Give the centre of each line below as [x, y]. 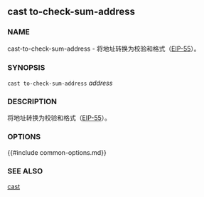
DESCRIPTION [32, 101]
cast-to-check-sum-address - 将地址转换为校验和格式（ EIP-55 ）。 [104, 49]
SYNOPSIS [26, 67]
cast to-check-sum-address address [60, 83]
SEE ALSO [25, 171]
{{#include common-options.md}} [57, 152]
